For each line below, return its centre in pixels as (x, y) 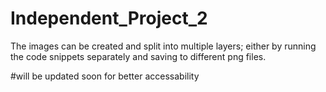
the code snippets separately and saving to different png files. (138, 56)
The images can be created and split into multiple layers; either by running (163, 46)
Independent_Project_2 (109, 18)
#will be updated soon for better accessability (105, 76)
